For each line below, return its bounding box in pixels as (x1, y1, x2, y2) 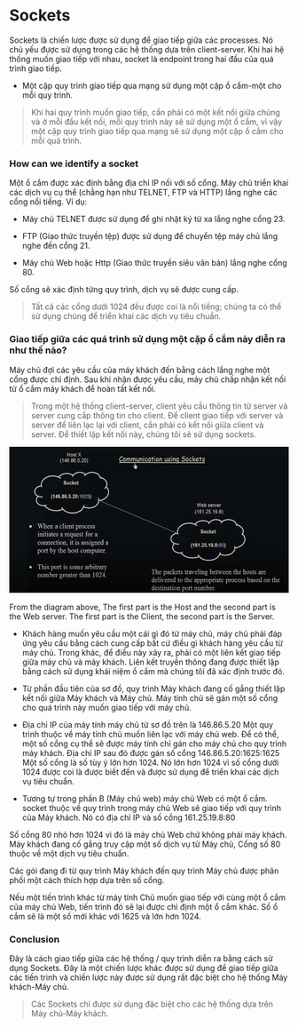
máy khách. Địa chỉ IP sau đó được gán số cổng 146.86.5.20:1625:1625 (21, 747, 280, 758)
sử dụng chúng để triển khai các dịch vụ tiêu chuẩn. (30, 311, 222, 322)
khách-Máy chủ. (9, 981, 69, 991)
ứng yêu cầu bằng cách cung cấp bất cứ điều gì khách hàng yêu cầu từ (21, 637, 284, 649)
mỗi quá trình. (30, 135, 82, 146)
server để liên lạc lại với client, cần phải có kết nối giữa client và (30, 419, 264, 430)
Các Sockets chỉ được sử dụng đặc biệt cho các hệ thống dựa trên (30, 999, 273, 1009)
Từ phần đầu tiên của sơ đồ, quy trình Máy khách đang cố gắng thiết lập (21, 683, 286, 694)
